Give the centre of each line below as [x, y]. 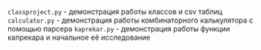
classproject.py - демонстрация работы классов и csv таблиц [115, 12]
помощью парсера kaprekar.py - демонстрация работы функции [119, 29]
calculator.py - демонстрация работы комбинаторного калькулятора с [130, 20]
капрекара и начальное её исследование [79, 37]
